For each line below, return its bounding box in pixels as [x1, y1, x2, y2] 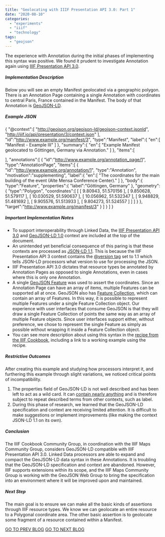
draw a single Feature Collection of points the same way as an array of [12, 311, 156, 317]
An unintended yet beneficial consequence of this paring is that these [12, 243, 154, 249]
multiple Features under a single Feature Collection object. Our [12, 300, 139, 306]
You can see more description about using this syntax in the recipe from [12, 331, 159, 337]
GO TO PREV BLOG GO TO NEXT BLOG [5, 526, 85, 532]
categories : [5, 16, 30, 21]
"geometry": [135, 182, 161, 188]
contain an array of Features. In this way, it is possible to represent [12, 295, 148, 301]
